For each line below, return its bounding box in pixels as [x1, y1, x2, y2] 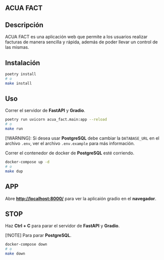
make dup [5, 169, 23, 174]
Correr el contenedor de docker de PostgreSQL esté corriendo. [5, 150, 134, 156]
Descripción [5, 21, 43, 29]
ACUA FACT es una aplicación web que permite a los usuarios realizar [5, 34, 148, 40]
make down [5, 251, 26, 256]
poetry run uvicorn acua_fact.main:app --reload [5, 117, 107, 122]
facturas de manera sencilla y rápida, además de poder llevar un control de [5, 39, 158, 45]
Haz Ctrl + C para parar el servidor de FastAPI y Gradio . [5, 223, 120, 229]
